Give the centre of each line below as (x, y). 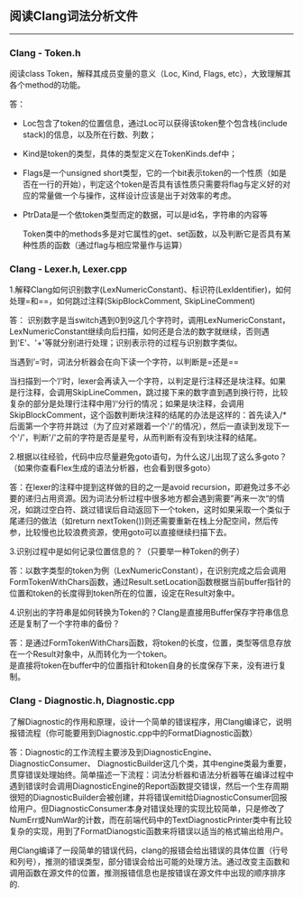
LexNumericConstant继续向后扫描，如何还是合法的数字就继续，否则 (136, 331)
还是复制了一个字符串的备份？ (64, 624)
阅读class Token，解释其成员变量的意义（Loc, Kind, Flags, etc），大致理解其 (150, 74)
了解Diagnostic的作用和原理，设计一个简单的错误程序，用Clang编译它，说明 (151, 721)
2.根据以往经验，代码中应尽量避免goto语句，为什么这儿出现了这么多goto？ (148, 457)
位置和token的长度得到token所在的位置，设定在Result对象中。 (125, 593)
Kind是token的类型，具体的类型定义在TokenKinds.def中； (129, 154)
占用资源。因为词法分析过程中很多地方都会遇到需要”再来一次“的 (159, 498)
